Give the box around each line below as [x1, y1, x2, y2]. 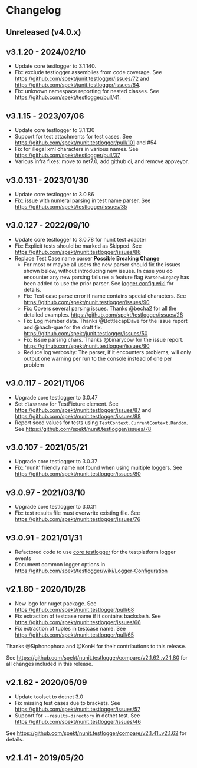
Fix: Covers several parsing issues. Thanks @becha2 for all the [23, 305, 177, 312]
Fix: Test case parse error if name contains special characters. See [23, 292, 186, 299]
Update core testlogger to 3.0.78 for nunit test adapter [14, 236, 146, 243]
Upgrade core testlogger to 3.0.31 [14, 503, 97, 510]
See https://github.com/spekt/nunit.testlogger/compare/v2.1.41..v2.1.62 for [6, 729, 187, 737]
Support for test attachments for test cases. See [14, 133, 132, 140]
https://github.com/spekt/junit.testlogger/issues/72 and [14, 75, 149, 83]
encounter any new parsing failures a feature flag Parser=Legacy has [23, 273, 190, 281]
